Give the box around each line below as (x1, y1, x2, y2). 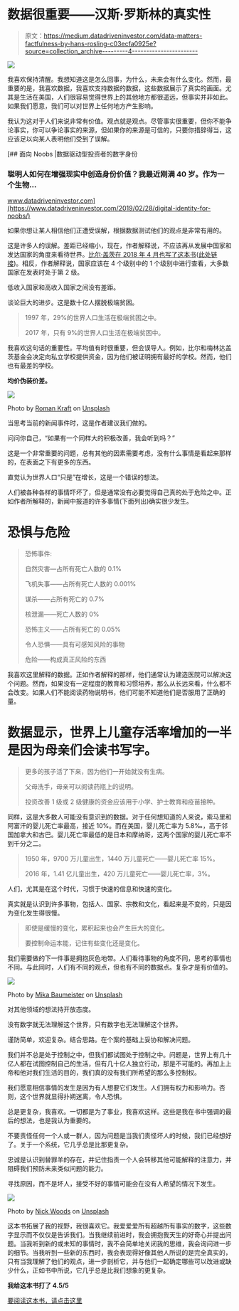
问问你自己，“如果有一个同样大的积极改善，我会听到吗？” (7, 434, 176, 442)
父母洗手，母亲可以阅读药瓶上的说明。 (24, 782, 137, 791)
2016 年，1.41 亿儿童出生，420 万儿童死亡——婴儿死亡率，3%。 (24, 869, 215, 879)
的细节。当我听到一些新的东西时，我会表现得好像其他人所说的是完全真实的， (7, 1248, 232, 1257)
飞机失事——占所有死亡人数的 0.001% (24, 580, 137, 588)
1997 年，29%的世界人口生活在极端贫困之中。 (24, 314, 161, 322)
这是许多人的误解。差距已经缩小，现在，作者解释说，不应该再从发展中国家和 (7, 241, 232, 250)
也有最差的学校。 (7, 361, 58, 370)
